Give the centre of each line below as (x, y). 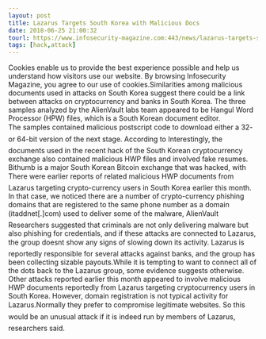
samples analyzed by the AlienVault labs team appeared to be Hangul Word (131, 110)
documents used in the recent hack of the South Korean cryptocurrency (125, 151)
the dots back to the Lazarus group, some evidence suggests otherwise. (126, 271)
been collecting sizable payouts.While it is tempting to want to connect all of (133, 262)
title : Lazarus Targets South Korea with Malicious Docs (104, 23)
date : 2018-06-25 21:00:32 (53, 30)
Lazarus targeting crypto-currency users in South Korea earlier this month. (130, 188)
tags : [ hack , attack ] (42, 45)
